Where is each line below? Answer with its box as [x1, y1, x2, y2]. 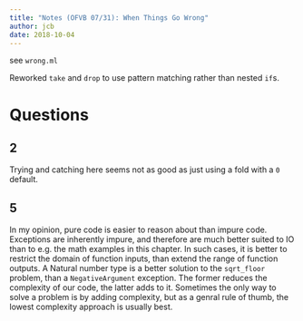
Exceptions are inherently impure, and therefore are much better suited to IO [9, 234, 295, 245]
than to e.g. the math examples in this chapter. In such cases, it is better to [9, 244, 288, 255]
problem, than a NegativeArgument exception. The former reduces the [9, 273, 268, 284]
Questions [9, 104, 89, 125]
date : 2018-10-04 [9, 30, 75, 39]
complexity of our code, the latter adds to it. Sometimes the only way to [9, 282, 277, 293]
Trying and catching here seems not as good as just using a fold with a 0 [9, 164, 280, 175]
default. [9, 174, 39, 185]
